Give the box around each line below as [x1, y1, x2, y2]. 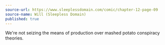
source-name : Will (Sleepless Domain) [5, 12, 86, 17]
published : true [5, 16, 39, 21]
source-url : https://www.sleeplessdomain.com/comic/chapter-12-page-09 [5, 7, 158, 12]
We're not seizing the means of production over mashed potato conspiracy [5, 30, 160, 36]
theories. [5, 35, 24, 41]
